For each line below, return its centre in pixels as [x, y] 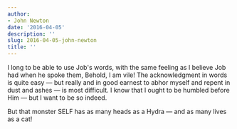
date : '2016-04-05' [36, 27]
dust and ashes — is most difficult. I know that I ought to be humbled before [118, 90]
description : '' [31, 34]
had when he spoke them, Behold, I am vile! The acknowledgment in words [117, 75]
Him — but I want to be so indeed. [57, 98]
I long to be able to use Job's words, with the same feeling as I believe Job [117, 67]
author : [19, 14]
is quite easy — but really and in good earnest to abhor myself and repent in [119, 82]
